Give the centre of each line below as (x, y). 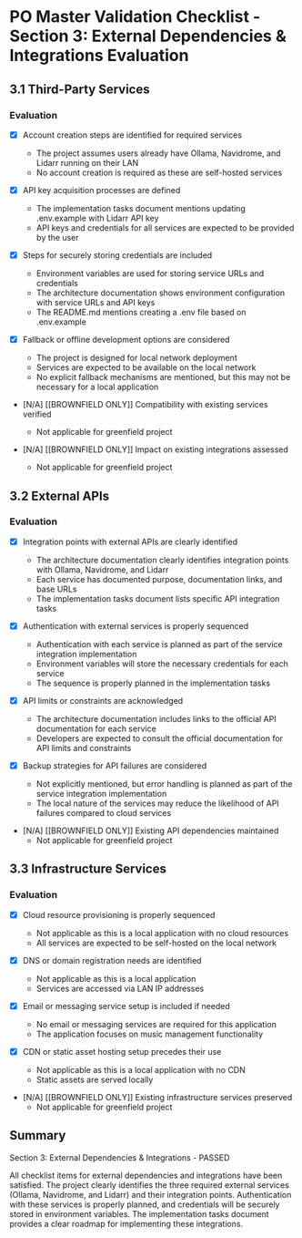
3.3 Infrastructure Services (88, 869)
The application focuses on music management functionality (150, 1034)
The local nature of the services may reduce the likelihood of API (157, 803)
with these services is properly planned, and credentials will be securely (145, 1204)
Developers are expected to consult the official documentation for (160, 738)
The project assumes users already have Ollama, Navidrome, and (158, 153)
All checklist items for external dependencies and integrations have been (146, 1175)
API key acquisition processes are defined (101, 190)
